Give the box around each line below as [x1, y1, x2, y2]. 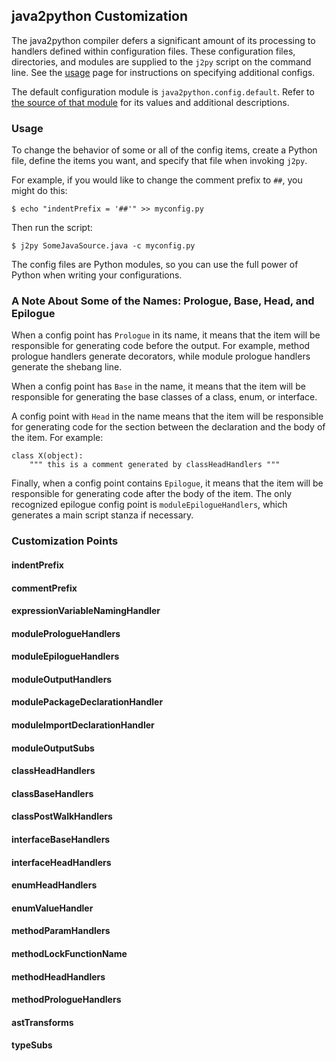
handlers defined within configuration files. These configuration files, [11, 45, 296, 57]
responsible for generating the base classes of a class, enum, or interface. [11, 391, 318, 403]
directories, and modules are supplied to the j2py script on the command [11, 55, 312, 68]
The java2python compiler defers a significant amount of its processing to [11, 34, 316, 46]
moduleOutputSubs [11, 742, 95, 754]
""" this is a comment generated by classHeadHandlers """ [29, 460, 281, 470]
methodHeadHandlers [11, 970, 106, 983]
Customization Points [11, 534, 119, 548]
